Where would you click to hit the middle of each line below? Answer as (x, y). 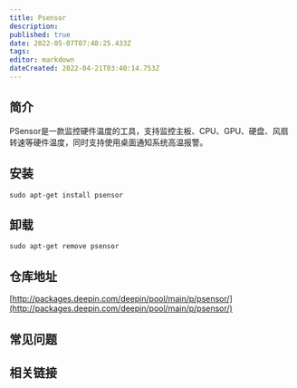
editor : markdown (42, 60)
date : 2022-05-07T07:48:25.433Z (70, 43)
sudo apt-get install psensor (67, 195)
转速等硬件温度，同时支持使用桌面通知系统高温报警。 (109, 142)
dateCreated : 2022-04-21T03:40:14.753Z (85, 69)
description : (34, 26)
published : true (40, 34)
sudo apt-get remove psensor (64, 247)
